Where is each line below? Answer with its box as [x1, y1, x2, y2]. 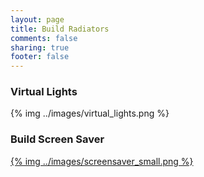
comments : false [10, 33, 78, 43]
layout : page [10, 14, 65, 25]
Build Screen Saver [10, 132, 105, 146]
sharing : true [10, 42, 70, 53]
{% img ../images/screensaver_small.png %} [10, 155, 194, 167]
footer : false [10, 52, 70, 62]
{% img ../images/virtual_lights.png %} [10, 107, 170, 120]
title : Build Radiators [10, 24, 110, 34]
